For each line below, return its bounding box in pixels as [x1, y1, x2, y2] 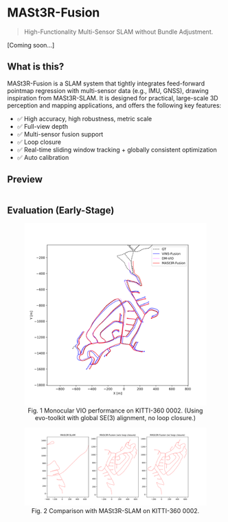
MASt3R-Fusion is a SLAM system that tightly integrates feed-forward [7, 79, 205, 87]
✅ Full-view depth [16, 122, 69, 130]
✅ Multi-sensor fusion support [16, 129, 104, 138]
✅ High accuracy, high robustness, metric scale [16, 114, 152, 123]
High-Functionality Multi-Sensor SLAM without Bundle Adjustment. [23, 28, 214, 36]
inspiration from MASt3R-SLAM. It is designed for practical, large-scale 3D [7, 94, 218, 102]
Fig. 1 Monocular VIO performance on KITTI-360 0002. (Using [27, 406, 203, 415]
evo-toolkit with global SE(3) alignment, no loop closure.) [34, 414, 196, 422]
